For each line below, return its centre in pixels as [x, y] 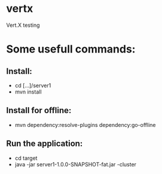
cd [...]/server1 [33, 85]
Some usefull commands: [71, 49]
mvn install [28, 92]
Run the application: [45, 144]
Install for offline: [39, 111]
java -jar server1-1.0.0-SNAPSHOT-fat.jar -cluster [75, 164]
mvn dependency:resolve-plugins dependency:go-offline [85, 125]
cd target [26, 158]
